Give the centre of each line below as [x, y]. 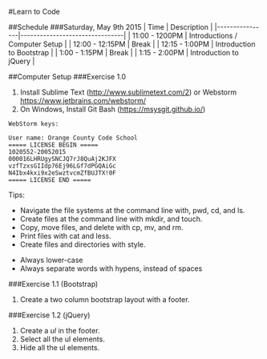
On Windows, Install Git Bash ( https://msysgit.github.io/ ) [113, 109]
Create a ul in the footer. [60, 331]
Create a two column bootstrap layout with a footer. [105, 299]
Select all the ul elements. [63, 339]
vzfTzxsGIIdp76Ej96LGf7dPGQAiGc [62, 166]
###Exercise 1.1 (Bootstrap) [53, 284]
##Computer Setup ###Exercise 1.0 [67, 77]
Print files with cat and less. [65, 236]
